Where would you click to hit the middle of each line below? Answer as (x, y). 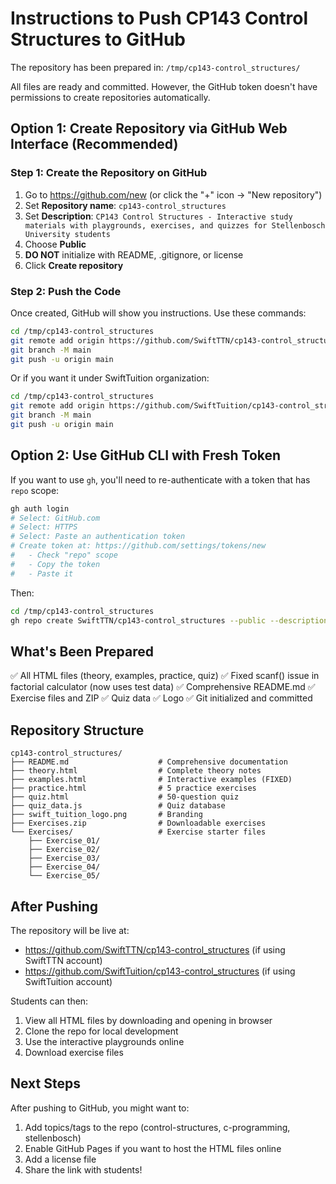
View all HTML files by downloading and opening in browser (148, 1020)
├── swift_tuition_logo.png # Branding (106, 815)
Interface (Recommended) (94, 144)
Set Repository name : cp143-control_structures (125, 205)
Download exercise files (74, 1052)
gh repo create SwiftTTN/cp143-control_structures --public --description (169, 620)
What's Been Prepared (82, 651)
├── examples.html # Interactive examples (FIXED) (151, 780)
